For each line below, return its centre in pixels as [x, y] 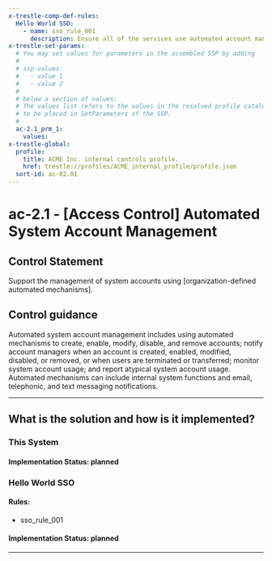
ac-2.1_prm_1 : [39, 129]
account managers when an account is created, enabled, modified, [120, 351]
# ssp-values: [39, 69]
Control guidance [53, 315]
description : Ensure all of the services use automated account [140, 39]
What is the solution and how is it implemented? [132, 420]
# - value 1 [39, 76]
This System [34, 443]
